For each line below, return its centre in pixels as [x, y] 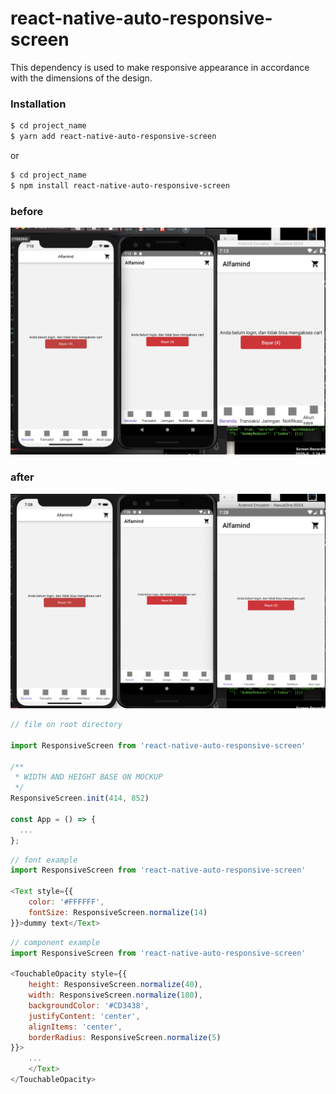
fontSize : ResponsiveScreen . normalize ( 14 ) [118, 912]
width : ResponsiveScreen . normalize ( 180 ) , [115, 995]
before [27, 211]
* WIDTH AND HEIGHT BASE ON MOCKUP [88, 777]
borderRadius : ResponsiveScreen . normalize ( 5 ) [125, 1037]
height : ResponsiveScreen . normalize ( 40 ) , [115, 985]
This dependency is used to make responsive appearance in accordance [160, 67]
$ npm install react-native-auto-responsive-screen [120, 185]
